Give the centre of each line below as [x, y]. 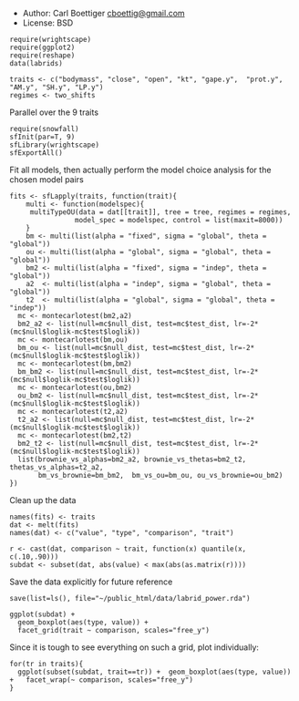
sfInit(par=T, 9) [42, 137]
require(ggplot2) [42, 47]
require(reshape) [42, 56]
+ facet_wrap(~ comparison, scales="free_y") [102, 680]
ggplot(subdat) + [42, 614]
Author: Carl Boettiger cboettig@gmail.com [103, 13]
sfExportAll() [36, 153]
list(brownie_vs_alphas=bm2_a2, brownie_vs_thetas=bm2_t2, [132, 459]
